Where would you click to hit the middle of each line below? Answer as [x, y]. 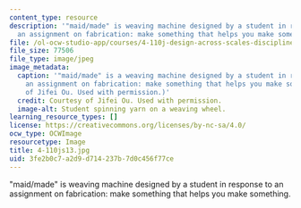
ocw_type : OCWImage [46, 134]
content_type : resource [54, 17]
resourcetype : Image [48, 142]
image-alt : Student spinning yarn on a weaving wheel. [122, 109]
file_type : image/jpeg [52, 59]
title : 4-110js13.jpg [50, 150]
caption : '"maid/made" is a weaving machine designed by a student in [152, 76]
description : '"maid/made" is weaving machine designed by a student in [148, 26]
